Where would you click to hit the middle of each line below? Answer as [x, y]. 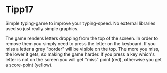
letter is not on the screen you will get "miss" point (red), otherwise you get [83, 59]
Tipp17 [19, 9]
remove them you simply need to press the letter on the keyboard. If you [80, 43]
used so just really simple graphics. [42, 28]
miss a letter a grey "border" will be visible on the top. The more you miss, [82, 49]
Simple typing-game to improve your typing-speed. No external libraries [80, 23]
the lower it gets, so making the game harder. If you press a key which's [80, 54]
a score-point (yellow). [29, 65]
